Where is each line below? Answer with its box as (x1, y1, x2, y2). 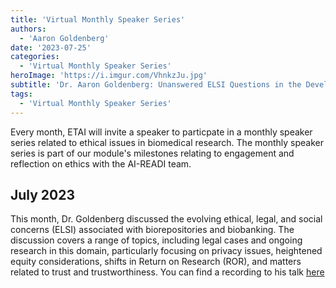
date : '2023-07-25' (10, 42, 92, 53)
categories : (10, 52, 60, 62)
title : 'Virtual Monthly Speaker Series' (10, 14, 186, 25)
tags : (10, 89, 33, 99)
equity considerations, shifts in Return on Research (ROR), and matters (10, 256, 302, 268)
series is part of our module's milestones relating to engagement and (10, 147, 295, 159)
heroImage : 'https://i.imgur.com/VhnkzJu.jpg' (10, 71, 208, 81)
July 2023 (10, 186, 76, 203)
